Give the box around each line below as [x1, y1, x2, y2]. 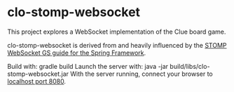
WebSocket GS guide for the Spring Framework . [7, 48, 146, 57]
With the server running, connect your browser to [69, 70, 213, 78]
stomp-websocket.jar [7, 70, 69, 78]
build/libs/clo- [170, 62, 210, 70]
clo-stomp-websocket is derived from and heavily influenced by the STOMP [7, 41, 227, 49]
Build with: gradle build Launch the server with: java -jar [7, 62, 169, 70]
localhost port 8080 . [7, 77, 67, 85]
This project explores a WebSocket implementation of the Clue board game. [7, 27, 226, 36]
